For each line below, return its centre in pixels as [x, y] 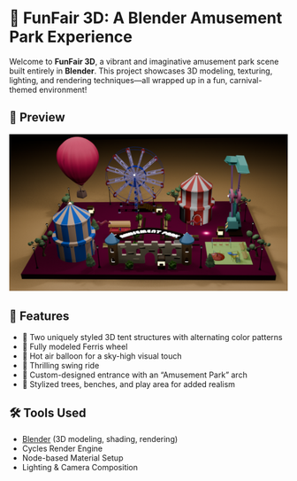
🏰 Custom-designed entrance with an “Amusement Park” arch [134, 375]
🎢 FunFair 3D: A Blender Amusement [146, 18]
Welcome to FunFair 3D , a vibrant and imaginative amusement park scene [144, 61]
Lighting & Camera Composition [80, 467]
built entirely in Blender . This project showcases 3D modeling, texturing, [141, 71]
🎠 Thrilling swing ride [61, 366]
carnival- [246, 80]
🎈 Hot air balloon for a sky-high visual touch [102, 356]
